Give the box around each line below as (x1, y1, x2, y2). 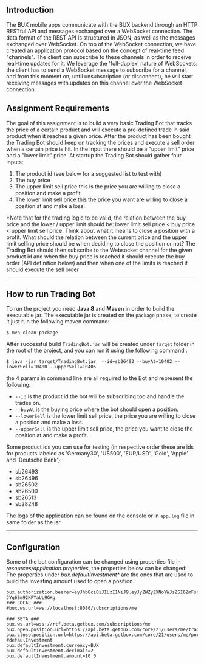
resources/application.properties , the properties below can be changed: (6, 565, 187, 572)
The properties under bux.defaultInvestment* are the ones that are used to (6, 571, 193, 578)
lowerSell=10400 (6, 364, 47, 370)
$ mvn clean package (6, 330, 59, 336)
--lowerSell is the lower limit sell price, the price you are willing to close (15, 412, 196, 420)
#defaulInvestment (6, 637, 53, 643)
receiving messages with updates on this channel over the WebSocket (6, 79, 182, 86)
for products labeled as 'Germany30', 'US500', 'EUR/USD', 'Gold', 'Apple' (6, 450, 188, 457)
